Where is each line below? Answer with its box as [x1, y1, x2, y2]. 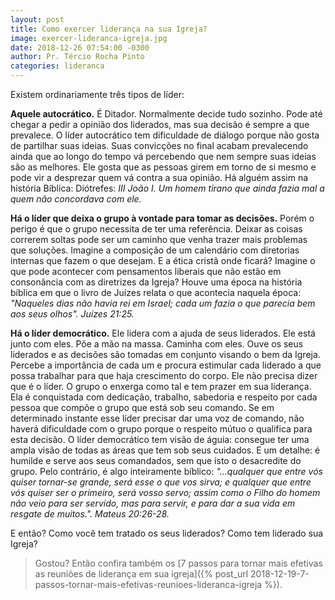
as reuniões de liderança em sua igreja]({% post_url [34, 568, 249, 580]
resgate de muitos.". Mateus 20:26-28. [10, 508, 170, 520]
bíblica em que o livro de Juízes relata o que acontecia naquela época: [10, 287, 302, 298]
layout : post [10, 14, 65, 25]
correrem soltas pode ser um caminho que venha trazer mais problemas [10, 234, 308, 245]
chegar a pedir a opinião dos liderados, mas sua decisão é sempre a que [10, 119, 310, 130]
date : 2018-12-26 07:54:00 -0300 [10, 42, 150, 53]
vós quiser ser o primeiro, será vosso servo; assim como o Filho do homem [10, 487, 321, 498]
